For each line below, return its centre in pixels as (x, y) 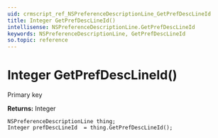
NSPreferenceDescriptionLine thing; (61, 122)
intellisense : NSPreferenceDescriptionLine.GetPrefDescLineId (101, 27)
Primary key (25, 95)
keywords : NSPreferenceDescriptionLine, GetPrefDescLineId (97, 34)
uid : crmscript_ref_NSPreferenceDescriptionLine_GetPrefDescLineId (109, 14)
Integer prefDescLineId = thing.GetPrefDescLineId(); (90, 128)
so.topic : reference (38, 40)
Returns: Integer (32, 109)
